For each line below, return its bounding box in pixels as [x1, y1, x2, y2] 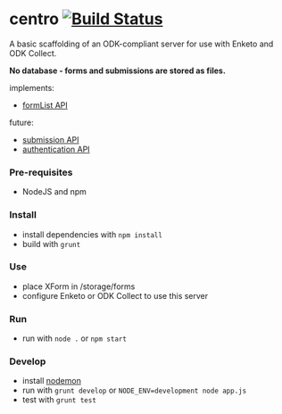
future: [9, 117, 34, 128]
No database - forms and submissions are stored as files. [9, 65, 226, 76]
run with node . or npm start [21, 333, 128, 344]
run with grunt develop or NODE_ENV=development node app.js [21, 385, 247, 396]
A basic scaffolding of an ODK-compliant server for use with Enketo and [9, 38, 274, 49]
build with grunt [21, 238, 81, 249]
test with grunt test [21, 394, 96, 405]
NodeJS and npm [21, 186, 87, 197]
